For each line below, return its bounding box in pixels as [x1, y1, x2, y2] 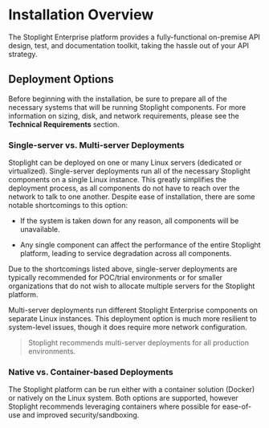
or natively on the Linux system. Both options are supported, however [8, 393, 238, 403]
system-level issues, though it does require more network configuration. [8, 323, 247, 332]
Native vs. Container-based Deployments [8, 366, 174, 377]
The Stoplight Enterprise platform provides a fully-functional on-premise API [8, 32, 261, 42]
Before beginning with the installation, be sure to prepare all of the [8, 94, 227, 104]
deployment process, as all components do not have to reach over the [8, 183, 240, 194]
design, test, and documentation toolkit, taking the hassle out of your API [8, 40, 250, 50]
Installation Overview [8, 6, 154, 24]
